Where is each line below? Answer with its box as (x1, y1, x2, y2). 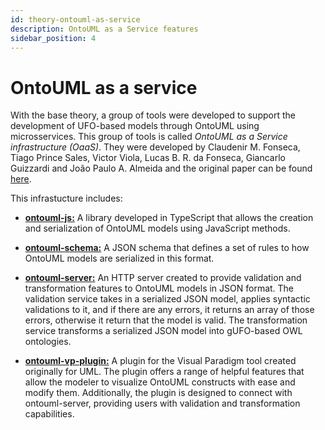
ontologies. (24, 336, 72, 348)
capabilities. (24, 408, 75, 420)
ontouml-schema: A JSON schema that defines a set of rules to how (24, 242, 310, 254)
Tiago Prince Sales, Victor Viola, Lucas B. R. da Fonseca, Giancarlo (10, 152, 286, 164)
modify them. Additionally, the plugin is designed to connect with (24, 387, 293, 399)
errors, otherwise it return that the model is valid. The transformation (24, 314, 308, 326)
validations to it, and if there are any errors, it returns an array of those (24, 304, 315, 316)
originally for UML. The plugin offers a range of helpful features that (24, 366, 305, 378)
